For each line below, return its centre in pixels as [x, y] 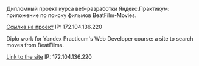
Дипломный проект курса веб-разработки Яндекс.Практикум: [88, 9]
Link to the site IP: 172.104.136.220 [49, 57]
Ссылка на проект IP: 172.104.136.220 [54, 27]
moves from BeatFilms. [35, 45]
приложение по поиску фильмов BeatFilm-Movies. [72, 15]
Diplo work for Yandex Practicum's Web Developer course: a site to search [100, 38]
